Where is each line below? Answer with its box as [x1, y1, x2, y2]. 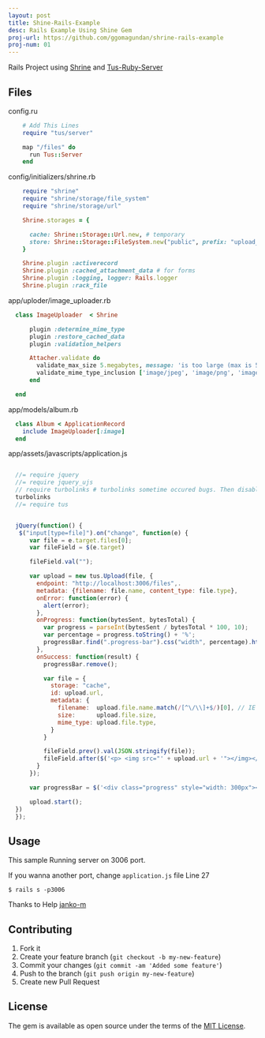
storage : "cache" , [50, 682, 111, 690]
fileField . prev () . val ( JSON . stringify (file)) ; [43, 748, 196, 755]
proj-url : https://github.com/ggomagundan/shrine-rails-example [8, 33, 224, 42]
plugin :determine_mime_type [28, 325, 125, 333]
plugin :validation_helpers [28, 340, 122, 348]
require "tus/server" [22, 129, 93, 137]
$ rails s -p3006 [8, 886, 65, 894]
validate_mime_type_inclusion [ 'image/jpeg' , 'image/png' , [36, 369, 235, 377]
